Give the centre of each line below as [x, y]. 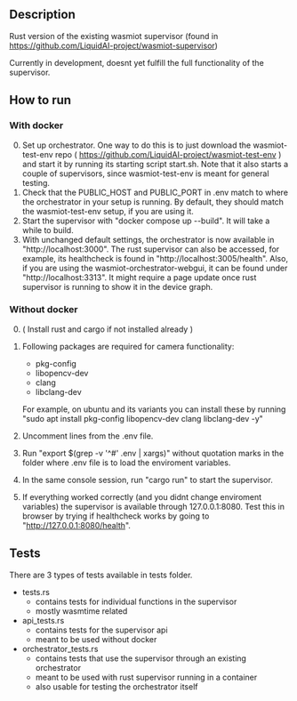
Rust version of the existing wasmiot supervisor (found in [114, 36]
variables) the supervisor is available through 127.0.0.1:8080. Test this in [153, 506]
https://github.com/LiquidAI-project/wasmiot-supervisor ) [113, 45]
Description [42, 15]
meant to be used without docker [96, 639]
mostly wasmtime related [81, 611]
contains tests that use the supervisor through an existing [141, 658]
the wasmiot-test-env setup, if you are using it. [108, 211]
